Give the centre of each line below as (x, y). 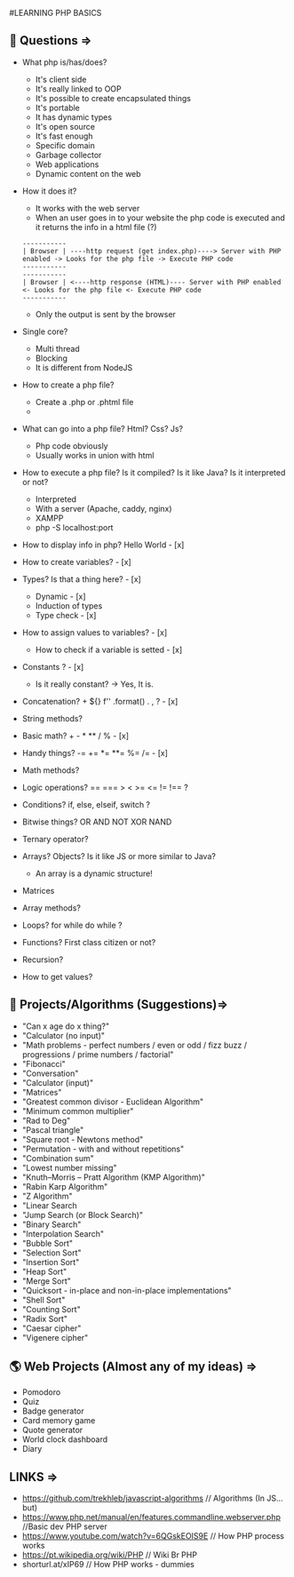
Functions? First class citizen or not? (89, 942)
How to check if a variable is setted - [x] (109, 649)
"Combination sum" (58, 1158)
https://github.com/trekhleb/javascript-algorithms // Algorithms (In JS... (152, 1498)
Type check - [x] (66, 615)
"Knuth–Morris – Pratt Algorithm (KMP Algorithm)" (114, 1177)
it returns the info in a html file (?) (96, 227)
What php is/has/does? (64, 62)
